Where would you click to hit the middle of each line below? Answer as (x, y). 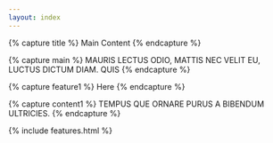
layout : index (35, 17)
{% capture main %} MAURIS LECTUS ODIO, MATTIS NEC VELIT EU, (134, 60)
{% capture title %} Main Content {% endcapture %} (105, 43)
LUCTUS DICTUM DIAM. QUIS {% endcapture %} (99, 69)
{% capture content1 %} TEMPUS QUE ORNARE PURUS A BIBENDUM (136, 104)
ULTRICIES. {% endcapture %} (65, 113)
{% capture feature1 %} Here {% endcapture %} (97, 86)
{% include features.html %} (61, 131)
